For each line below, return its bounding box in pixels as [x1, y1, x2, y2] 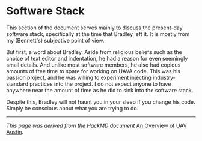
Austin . [6, 128, 24, 136]
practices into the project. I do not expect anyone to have [29, 80, 171, 88]
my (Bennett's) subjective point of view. [6, 37, 105, 44]
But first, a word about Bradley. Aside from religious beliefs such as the [6, 48, 182, 55]
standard [6, 80, 29, 88]
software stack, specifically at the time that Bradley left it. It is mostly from [6, 30, 190, 37]
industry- [152, 74, 176, 81]
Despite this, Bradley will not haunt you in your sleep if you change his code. [6, 98, 195, 106]
